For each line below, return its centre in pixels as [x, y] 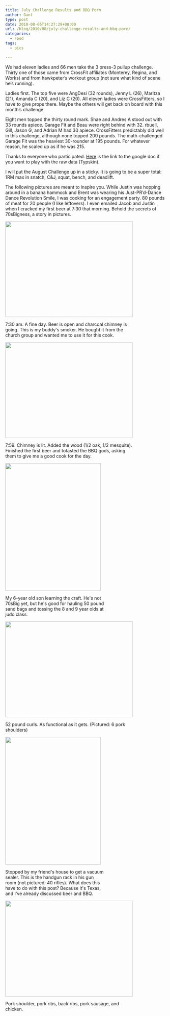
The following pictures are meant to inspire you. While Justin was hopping [83, 187]
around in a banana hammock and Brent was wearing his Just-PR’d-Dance [83, 192]
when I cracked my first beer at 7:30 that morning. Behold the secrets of [81, 209]
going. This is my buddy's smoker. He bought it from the [64, 329]
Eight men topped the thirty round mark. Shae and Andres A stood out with [84, 119]
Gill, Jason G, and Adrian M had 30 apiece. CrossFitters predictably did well [84, 130]
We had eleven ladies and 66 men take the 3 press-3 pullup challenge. [79, 67]
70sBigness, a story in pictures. [38, 214]
